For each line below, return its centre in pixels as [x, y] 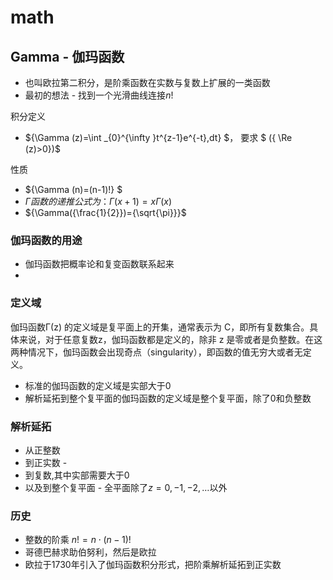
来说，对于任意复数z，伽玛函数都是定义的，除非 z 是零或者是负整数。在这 [170, 339]
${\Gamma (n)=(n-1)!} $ [73, 189]
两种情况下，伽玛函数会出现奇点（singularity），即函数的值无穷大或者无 [156, 352]
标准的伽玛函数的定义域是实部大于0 [98, 385]
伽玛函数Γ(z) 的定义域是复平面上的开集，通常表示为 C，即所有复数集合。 [160, 327]
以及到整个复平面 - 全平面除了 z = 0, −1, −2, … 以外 [126, 487]
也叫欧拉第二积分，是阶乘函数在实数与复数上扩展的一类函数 [147, 82]
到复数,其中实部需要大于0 [77, 475]
